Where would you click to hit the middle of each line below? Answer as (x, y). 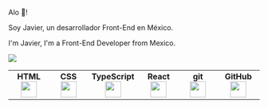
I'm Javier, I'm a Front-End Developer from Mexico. (92, 43)
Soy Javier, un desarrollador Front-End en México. (91, 27)
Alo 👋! (18, 12)
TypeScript (113, 77)
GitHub (238, 77)
